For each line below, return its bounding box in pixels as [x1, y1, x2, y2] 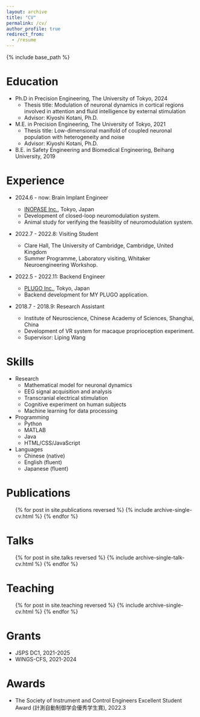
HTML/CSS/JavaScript [24, 439, 80, 447]
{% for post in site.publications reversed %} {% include [15, 506, 153, 513]
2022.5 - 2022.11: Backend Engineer [15, 273, 106, 280]
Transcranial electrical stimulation [24, 394, 108, 401]
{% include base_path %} [6, 54, 70, 61]
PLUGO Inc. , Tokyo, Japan [24, 284, 90, 292]
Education [6, 75, 59, 88]
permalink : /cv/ [6, 20, 47, 26]
